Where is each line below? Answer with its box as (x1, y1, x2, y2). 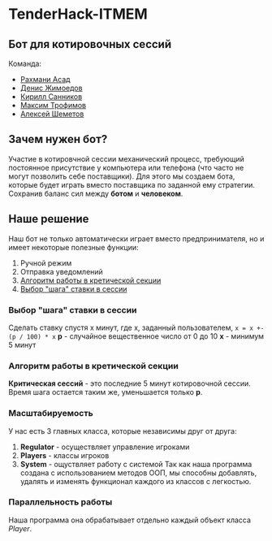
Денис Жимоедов (19, 83, 83, 93)
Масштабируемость (8, 408, 93, 419)
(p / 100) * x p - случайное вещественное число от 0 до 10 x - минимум (8, 331, 265, 341)
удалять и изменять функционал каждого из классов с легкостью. (19, 476, 252, 486)
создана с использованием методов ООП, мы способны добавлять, (19, 468, 257, 478)
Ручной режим (19, 258, 72, 268)
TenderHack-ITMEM (8, 5, 148, 24)
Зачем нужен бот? (8, 132, 108, 146)
